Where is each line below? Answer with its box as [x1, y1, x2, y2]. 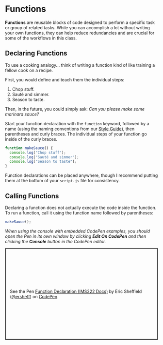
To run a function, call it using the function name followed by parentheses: [5, 210, 154, 215]
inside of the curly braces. [5, 136, 57, 142]
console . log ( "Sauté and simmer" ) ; [9, 154, 79, 159]
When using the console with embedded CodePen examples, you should [5, 228, 150, 234]
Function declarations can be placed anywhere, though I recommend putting [5, 172, 158, 178]
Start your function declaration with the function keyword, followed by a [5, 120, 149, 126]
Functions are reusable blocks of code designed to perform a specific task [5, 19, 155, 25]
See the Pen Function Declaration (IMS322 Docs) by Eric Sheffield [10, 288, 142, 294]
